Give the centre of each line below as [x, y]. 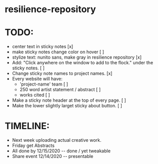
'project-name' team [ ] [44, 84]
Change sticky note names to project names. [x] [62, 73]
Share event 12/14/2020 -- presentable [53, 156]
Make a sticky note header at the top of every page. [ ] [69, 100]
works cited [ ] [35, 95]
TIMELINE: [27, 126]
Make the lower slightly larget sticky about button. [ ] [67, 106]
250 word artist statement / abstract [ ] [60, 90]
